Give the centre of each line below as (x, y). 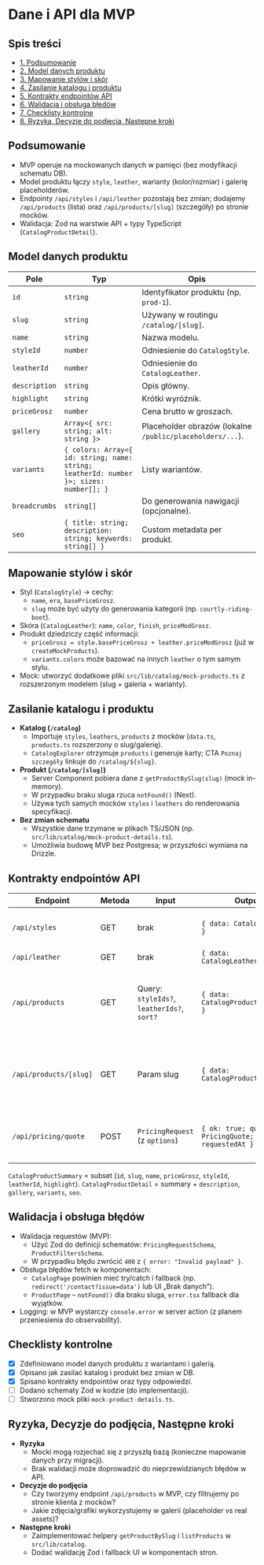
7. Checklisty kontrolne (56, 113)
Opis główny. (166, 385)
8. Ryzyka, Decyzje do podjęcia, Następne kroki (97, 121)
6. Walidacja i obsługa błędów (68, 104)
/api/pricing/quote (48, 1137)
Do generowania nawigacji (191, 500)
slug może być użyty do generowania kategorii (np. (115, 609)
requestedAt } (227, 1145)
